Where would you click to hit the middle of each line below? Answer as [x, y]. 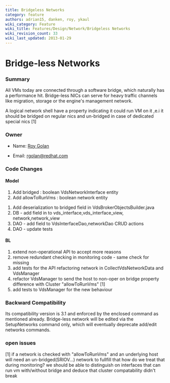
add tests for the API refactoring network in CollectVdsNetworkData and [88, 268]
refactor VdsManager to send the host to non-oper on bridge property [86, 278]
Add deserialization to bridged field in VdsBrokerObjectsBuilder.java [83, 207]
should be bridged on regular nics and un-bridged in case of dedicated [79, 116]
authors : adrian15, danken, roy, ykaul [47, 19]
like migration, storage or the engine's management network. [69, 101]
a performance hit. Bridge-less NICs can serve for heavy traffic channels [81, 96]
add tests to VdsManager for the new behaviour [62, 289]
